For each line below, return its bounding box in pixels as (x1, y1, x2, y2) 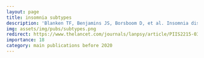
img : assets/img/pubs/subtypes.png (6, 25, 97, 32)
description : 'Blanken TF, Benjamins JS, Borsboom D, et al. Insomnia (6, 20, 189, 26)
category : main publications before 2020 (6, 43, 113, 49)
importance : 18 (6, 37, 45, 43)
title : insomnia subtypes (6, 14, 72, 21)
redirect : (6, 31, 32, 37)
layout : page (6, 8, 39, 15)
